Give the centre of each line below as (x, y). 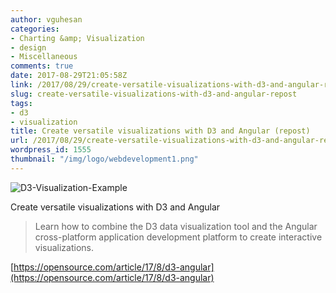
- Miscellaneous (44, 57)
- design (28, 47)
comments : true (42, 66)
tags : (21, 103)
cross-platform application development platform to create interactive (178, 237)
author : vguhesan (46, 19)
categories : (35, 29)
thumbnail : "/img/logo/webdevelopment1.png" (104, 159)
